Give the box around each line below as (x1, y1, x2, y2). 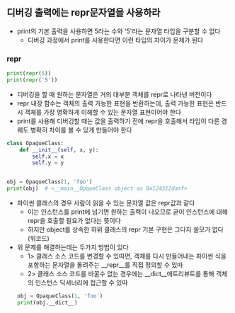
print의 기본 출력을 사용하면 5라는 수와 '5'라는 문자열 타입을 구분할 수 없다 (16, 27, 221, 35)
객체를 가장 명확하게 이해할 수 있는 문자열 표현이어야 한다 (24, 108, 182, 116)
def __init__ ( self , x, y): (19, 146, 99, 154)
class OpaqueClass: (6, 140, 64, 147)
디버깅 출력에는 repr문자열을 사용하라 (6, 6, 161, 19)
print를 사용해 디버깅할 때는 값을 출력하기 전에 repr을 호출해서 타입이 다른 (16, 116, 220, 125)
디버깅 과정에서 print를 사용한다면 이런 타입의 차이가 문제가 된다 (27, 35, 204, 44)
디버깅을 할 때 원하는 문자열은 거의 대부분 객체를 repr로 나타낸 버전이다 (16, 90, 212, 98)
